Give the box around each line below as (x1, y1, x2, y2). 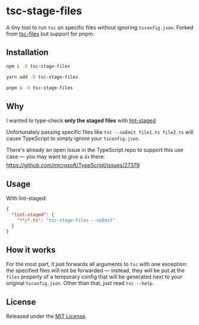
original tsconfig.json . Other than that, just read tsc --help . (6, 280, 154, 287)
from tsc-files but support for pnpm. (6, 30, 95, 37)
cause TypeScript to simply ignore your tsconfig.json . (6, 135, 140, 142)
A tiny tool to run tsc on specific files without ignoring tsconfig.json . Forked (6, 24, 194, 31)
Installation (6, 48, 49, 58)
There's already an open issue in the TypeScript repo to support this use (6, 146, 184, 154)
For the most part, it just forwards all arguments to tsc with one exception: (6, 261, 188, 268)
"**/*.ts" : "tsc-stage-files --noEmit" (17, 217, 116, 223)
